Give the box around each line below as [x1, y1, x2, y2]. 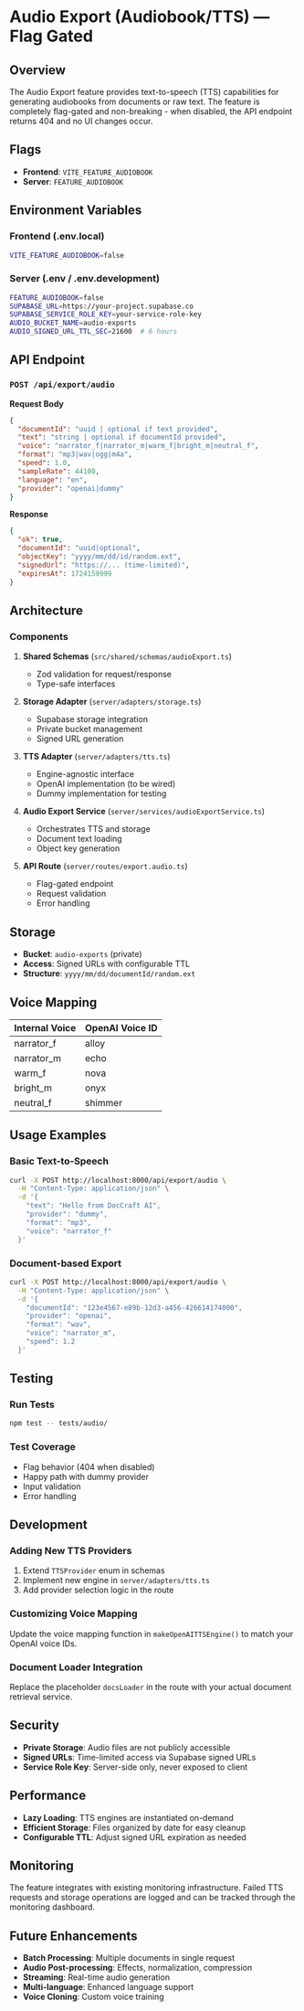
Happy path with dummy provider [22, 1471, 149, 1482]
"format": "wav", [26, 1320, 92, 1329]
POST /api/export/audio [9, 379, 116, 390]
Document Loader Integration [9, 1661, 143, 1674]
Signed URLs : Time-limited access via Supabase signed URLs [22, 1751, 257, 1762]
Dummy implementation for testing [36, 788, 167, 799]
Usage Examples [9, 1127, 107, 1144]
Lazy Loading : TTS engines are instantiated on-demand [22, 1812, 235, 1823]
